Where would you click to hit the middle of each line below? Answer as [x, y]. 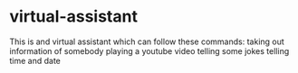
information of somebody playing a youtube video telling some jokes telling [149, 50]
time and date [35, 60]
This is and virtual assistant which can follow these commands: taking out [147, 41]
